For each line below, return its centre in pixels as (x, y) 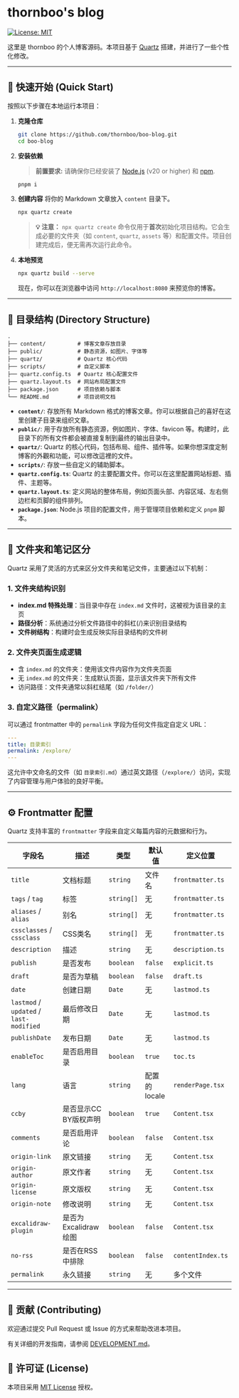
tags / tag (27, 898)
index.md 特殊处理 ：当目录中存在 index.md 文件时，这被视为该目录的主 (122, 605)
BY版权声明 (81, 1120)
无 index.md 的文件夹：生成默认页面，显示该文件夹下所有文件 (107, 678)
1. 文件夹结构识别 (37, 588)
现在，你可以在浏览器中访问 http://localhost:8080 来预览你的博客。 (118, 288)
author (22, 1175)
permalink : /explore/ (39, 751)
